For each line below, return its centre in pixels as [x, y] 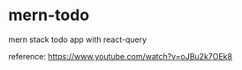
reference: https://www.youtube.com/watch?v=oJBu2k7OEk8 [121, 56]
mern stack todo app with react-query [78, 39]
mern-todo [49, 15]
